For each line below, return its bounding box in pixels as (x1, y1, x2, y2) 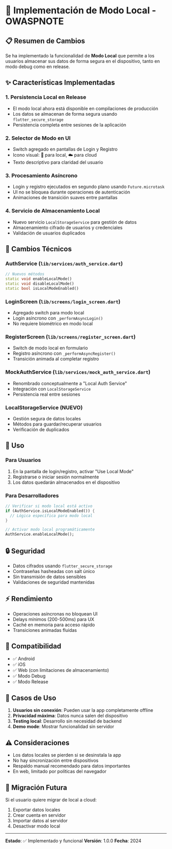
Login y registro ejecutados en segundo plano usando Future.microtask (12, 184, 165, 190)
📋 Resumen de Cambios (5, 36, 85, 45)
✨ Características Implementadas (5, 78, 115, 87)
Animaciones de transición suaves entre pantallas (12, 195, 118, 201)
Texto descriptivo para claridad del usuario (12, 159, 103, 165)
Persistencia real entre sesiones (12, 391, 80, 397)
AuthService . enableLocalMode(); (5, 532, 74, 537)
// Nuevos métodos (5, 271, 45, 277)
